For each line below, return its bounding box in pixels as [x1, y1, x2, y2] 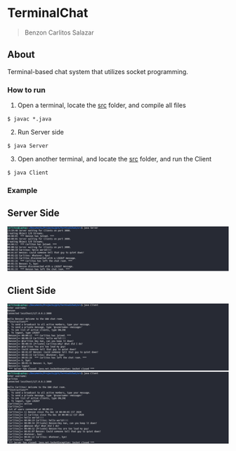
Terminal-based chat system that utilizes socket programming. [7, 67, 188, 75]
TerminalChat [7, 5, 88, 21]
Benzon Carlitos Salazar [24, 28, 95, 37]
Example [7, 185, 38, 195]
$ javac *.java [7, 116, 52, 123]
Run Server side [17, 128, 65, 137]
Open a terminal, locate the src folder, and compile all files [17, 101, 186, 110]
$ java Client [7, 169, 49, 177]
